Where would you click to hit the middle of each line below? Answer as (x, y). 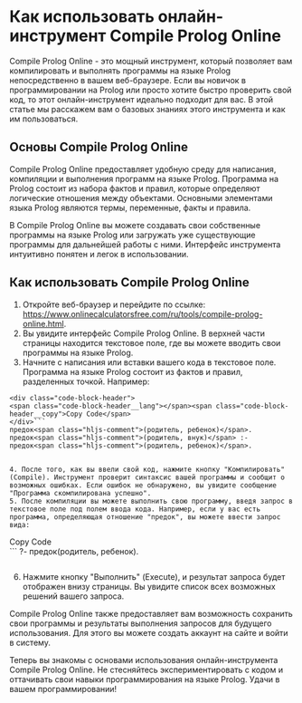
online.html (43, 323)
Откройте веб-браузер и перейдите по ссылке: (114, 304)
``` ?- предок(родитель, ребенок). (74, 551)
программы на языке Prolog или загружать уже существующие (132, 235)
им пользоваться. (44, 119)
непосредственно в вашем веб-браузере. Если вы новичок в (128, 80)
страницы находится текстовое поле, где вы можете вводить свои (151, 342)
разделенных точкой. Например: (86, 381)
